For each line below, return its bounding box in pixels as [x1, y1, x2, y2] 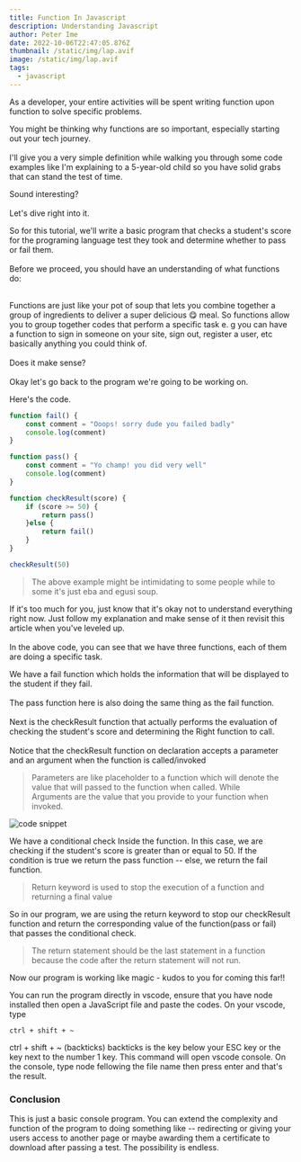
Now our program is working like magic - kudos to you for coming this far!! [9, 972, 286, 983]
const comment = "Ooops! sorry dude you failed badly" [25, 419, 235, 428]
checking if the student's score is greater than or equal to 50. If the [9, 845, 258, 855]
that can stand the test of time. [9, 171, 123, 182]
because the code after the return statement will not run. [31, 954, 241, 965]
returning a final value [31, 891, 113, 902]
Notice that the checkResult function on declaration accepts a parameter [9, 745, 279, 755]
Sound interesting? [9, 188, 79, 199]
